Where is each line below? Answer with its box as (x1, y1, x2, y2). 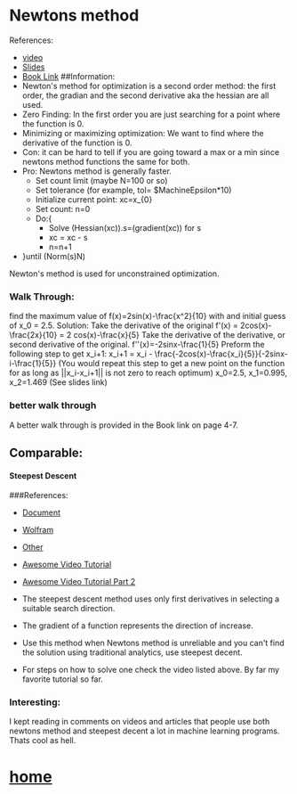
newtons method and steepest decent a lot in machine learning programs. (9, 725, 280, 736)
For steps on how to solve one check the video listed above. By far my (21, 665, 280, 675)
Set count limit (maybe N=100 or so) (35, 175, 168, 185)
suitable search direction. (21, 603, 116, 614)
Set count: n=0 (35, 203, 91, 214)
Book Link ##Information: (21, 70, 116, 81)
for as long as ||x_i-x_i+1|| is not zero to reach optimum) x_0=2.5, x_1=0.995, (9, 367, 287, 379)
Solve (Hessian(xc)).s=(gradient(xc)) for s (48, 222, 202, 233)
